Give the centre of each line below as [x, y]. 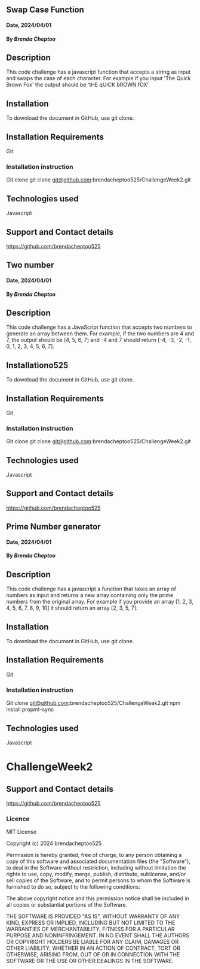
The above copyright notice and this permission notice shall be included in [98, 898]
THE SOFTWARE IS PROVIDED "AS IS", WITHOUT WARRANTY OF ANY [93, 916]
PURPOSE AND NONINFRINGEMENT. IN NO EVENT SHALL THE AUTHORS [98, 935]
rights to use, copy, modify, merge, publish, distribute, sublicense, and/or [96, 874]
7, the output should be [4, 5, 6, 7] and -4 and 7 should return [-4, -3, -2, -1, [99, 340]
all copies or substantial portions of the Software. [67, 905]
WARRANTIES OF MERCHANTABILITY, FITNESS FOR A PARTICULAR [90, 929]
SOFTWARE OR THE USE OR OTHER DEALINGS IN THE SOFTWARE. [90, 961]
